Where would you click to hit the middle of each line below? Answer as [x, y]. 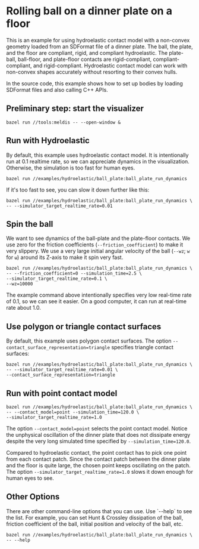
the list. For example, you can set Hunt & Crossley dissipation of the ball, [95, 517]
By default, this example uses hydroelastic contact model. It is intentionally [97, 155]
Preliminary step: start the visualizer [75, 109]
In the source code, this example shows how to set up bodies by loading [94, 83]
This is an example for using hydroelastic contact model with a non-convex [98, 40]
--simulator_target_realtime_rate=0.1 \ [57, 279]
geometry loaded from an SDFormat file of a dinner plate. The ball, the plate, [99, 47]
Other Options [33, 497]
